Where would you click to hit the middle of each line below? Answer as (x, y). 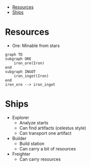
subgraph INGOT (20, 72)
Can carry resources (40, 159)
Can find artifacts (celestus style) (53, 128)
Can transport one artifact (45, 133)
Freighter (21, 154)
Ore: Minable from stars (36, 46)
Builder (19, 138)
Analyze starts (34, 122)
